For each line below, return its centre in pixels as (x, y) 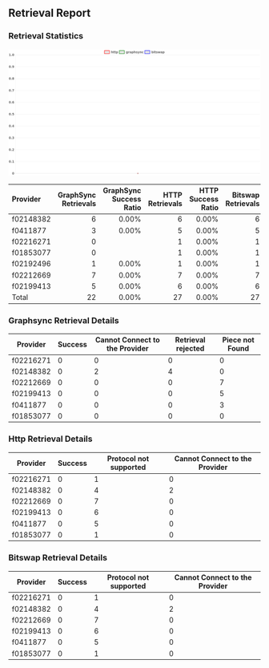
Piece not (238, 340)
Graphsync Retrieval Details (64, 320)
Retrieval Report (50, 13)
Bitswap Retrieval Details (58, 558)
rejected (190, 349)
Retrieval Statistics (46, 36)
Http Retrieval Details (50, 439)
